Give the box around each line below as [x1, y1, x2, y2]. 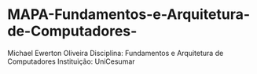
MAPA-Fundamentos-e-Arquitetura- [7, 6, 251, 24]
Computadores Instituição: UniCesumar [7, 57, 135, 66]
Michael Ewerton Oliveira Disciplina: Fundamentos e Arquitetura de [7, 48, 224, 57]
